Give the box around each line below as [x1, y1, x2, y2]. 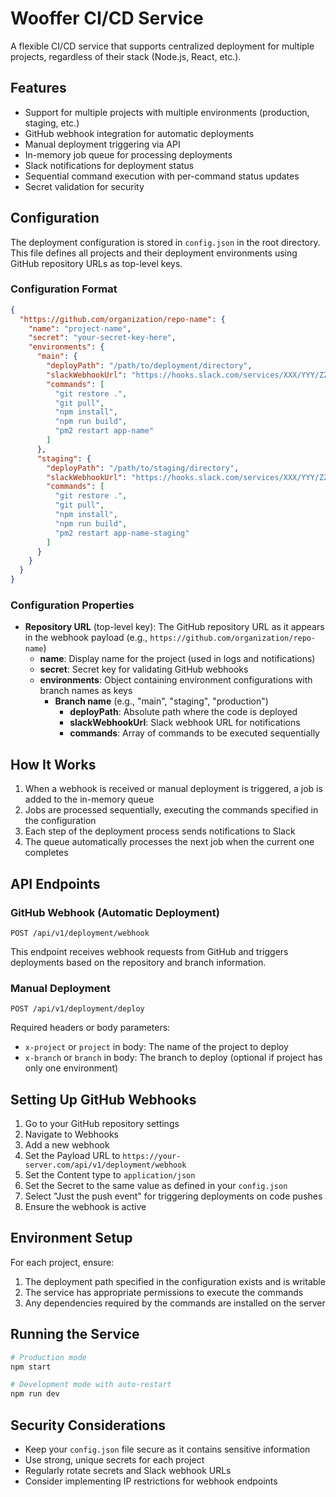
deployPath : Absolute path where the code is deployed [69, 706, 298, 718]
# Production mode [10, 1352, 87, 1362]
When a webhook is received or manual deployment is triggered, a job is [24, 783, 323, 795]
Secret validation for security [24, 180, 145, 192]
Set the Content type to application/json [24, 1169, 196, 1181]
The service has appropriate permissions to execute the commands [24, 1286, 304, 1298]
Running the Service [10, 1326, 140, 1343]
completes [24, 847, 69, 859]
